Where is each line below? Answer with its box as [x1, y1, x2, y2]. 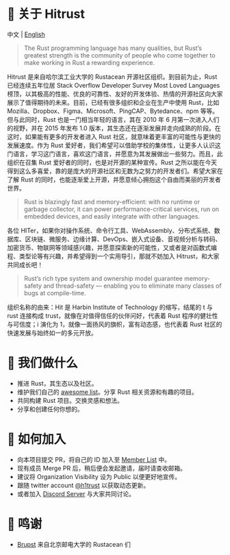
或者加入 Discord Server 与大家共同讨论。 [16, 489, 136, 497]
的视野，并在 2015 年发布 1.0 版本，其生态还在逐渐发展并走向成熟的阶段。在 [7, 124, 221, 132]
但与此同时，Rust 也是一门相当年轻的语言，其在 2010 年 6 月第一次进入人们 [7, 115, 220, 123]
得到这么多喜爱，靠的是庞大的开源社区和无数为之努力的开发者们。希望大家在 [7, 166, 223, 175]
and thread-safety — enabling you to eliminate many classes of [43, 282, 222, 290]
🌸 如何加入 [7, 432, 66, 447]
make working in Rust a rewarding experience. [23, 58, 155, 66]
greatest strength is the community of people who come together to [23, 51, 216, 59]
